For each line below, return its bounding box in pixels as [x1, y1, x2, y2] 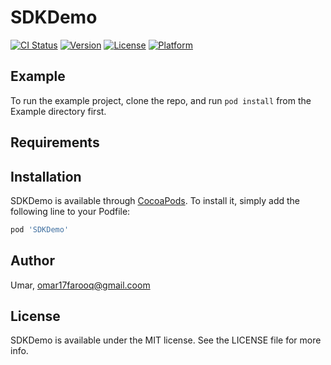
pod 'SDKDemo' [10, 224, 70, 235]
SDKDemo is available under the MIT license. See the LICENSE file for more [10, 334, 322, 346]
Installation [10, 168, 82, 185]
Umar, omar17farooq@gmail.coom [10, 279, 151, 291]
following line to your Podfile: [10, 205, 131, 217]
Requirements [10, 134, 100, 151]
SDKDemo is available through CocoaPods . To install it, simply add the [10, 194, 301, 206]
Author [10, 252, 55, 270]
